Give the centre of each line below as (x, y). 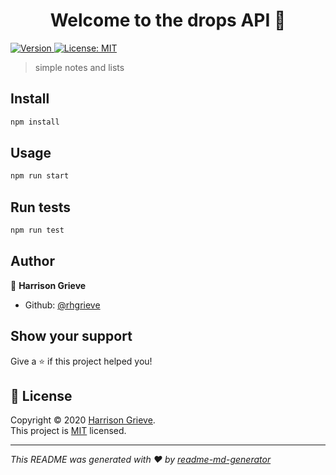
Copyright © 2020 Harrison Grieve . (83, 420)
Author (32, 261)
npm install (35, 122)
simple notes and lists (79, 67)
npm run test (37, 230)
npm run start (40, 176)
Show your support (71, 336)
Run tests (40, 207)
